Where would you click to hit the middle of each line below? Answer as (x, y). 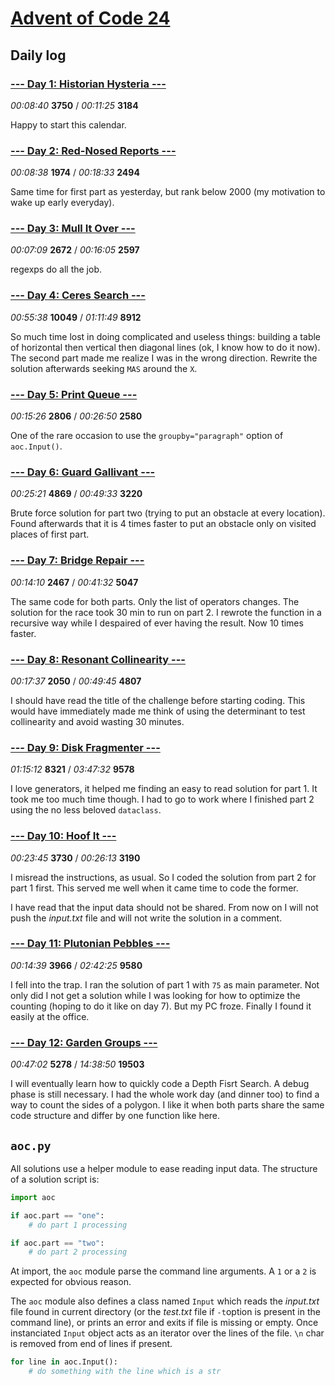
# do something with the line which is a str (125, 1372)
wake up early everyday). (62, 203)
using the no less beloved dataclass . (86, 810)
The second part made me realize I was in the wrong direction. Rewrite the (164, 358)
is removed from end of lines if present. (91, 1344)
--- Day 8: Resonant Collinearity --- (98, 659)
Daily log (38, 55)
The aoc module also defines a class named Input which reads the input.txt (165, 1301)
